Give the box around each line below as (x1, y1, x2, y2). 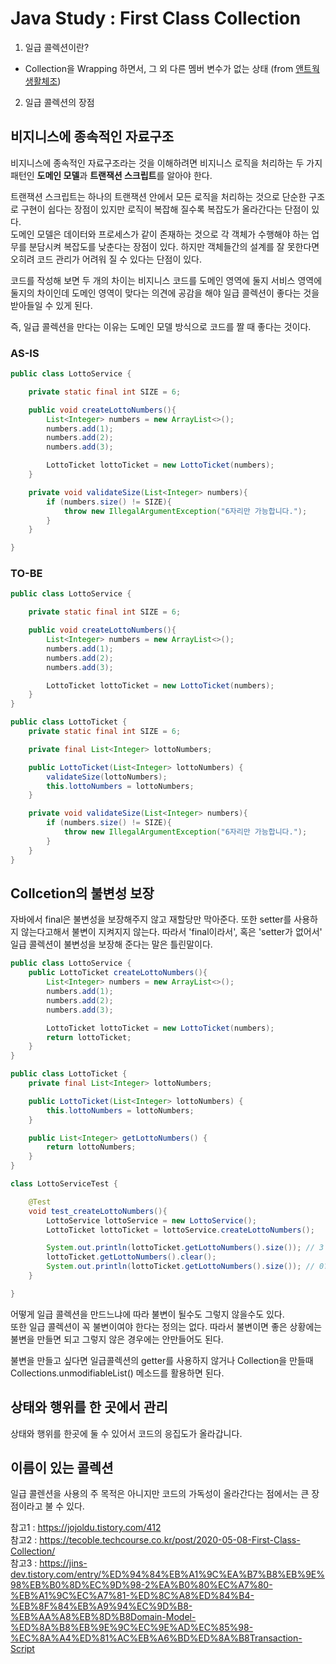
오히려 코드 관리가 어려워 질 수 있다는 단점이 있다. (10, 253, 203, 265)
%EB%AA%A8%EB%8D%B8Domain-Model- (10, 1611, 197, 1623)
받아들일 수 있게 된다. (10, 299, 93, 311)
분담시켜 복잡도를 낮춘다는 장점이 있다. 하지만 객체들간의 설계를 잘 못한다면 (28, 240, 320, 252)
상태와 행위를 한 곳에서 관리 (10, 1399, 168, 1416)
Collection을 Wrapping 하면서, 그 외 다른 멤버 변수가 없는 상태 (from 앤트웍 (24, 62, 320, 74)
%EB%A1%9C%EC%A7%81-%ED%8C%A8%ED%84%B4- (10, 1590, 255, 1602)
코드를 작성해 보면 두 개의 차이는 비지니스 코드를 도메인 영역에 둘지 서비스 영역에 (10, 274, 323, 286)
